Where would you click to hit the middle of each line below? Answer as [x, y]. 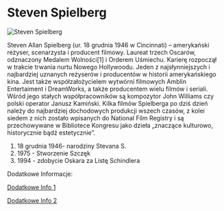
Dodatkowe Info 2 [32, 200]
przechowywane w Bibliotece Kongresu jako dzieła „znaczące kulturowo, [110, 125]
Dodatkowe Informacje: [40, 174]
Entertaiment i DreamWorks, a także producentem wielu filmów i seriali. [108, 89]
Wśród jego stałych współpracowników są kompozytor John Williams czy [111, 96]
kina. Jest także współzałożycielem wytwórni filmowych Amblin [97, 81]
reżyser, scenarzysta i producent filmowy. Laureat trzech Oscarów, [102, 52]
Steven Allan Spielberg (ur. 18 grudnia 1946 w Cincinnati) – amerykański [108, 45]
